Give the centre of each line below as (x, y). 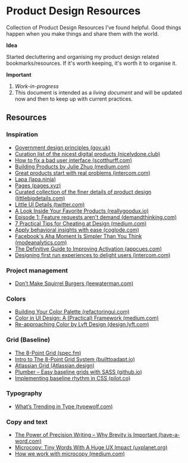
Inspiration (22, 134)
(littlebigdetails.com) (40, 198)
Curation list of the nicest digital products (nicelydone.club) (87, 154)
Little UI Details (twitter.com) (50, 204)
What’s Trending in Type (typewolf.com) (64, 406)
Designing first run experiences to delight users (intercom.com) (93, 255)
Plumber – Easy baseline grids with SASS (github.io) (79, 372)
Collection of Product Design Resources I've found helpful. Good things (94, 27)
